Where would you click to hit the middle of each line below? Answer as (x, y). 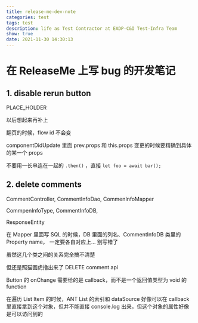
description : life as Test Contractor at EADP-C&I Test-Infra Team (92, 28)
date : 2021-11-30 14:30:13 (40, 39)
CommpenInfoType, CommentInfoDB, (52, 210)
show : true (20, 34)
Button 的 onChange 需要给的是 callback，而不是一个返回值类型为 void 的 (96, 280)
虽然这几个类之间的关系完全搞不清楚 (51, 254)
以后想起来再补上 (27, 120)
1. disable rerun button (49, 93)
